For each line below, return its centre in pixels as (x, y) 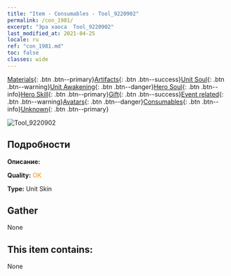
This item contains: (50, 249)
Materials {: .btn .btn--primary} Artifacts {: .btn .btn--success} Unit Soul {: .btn (116, 79)
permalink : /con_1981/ (40, 20)
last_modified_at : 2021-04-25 (51, 33)
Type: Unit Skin (30, 188)
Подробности (39, 145)
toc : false (23, 53)
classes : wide (28, 60)
